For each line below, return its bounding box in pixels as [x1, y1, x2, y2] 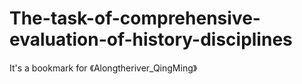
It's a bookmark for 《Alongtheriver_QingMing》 [9, 62, 198, 74]
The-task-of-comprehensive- [9, 7, 261, 30]
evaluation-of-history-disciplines [9, 28, 293, 51]
